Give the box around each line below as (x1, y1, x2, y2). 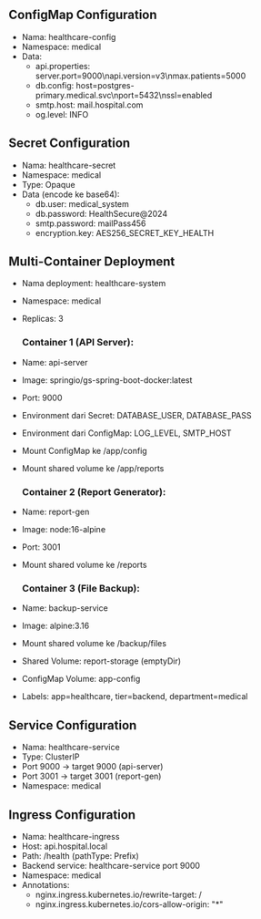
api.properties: (35, 60, 91, 71)
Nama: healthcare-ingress (21, 831, 120, 842)
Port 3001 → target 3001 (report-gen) (21, 770, 162, 782)
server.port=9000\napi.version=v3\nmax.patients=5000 (35, 70, 246, 81)
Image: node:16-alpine (21, 524, 106, 535)
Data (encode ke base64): (21, 189, 120, 200)
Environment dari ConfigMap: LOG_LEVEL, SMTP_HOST (21, 428, 233, 439)
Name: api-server (21, 356, 88, 367)
